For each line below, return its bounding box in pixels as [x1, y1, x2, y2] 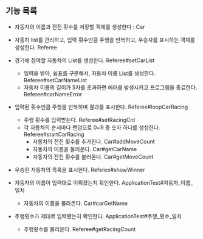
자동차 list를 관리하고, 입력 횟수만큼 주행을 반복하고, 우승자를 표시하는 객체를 [14, 36, 196, 43]
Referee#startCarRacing [23, 130, 84, 138]
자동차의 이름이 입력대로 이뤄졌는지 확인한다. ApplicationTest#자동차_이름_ [14, 179, 193, 186]
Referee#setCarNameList [23, 76, 88, 84]
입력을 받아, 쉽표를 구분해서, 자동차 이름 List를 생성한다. [23, 70, 156, 77]
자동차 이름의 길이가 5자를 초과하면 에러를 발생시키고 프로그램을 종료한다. [23, 84, 198, 91]
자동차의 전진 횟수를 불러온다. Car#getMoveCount [32, 153, 154, 160]
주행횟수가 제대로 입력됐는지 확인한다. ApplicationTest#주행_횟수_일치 [14, 212, 182, 219]
